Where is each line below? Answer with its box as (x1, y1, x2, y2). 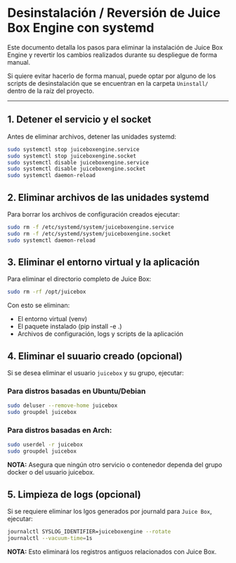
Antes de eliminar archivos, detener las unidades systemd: (7, 132, 177, 141)
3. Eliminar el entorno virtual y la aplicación (7, 256, 200, 268)
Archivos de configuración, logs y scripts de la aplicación (17, 330, 184, 338)
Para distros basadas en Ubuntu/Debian (7, 386, 146, 396)
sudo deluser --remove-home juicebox (7, 402, 118, 409)
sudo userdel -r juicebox (7, 441, 83, 448)
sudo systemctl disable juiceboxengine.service (7, 159, 150, 166)
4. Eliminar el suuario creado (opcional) (7, 350, 183, 362)
